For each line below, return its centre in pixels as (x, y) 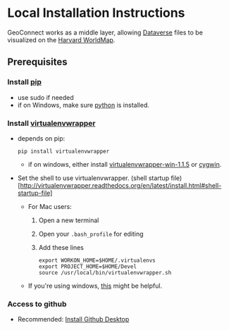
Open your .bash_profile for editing (91, 234)
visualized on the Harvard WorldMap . (61, 39)
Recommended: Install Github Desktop (73, 319)
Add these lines (61, 247)
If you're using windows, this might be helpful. (95, 286)
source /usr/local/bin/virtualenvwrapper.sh (105, 272)
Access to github (37, 304)
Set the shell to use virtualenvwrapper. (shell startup (93, 178)
